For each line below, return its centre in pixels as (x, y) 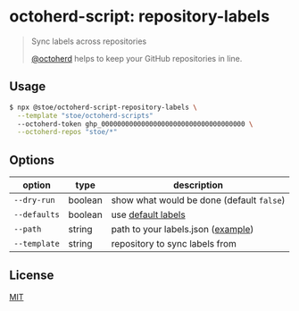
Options (32, 160)
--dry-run (34, 200)
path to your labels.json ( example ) (183, 230)
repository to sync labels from (174, 244)
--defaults (37, 215)
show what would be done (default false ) (198, 200)
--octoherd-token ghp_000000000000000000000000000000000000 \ (135, 124)
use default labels (148, 214)
